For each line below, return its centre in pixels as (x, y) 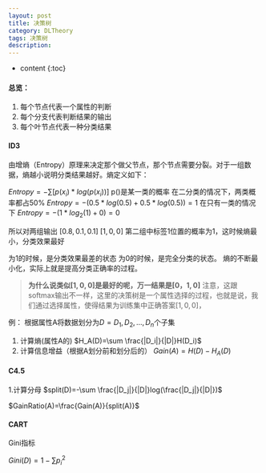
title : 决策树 (30, 23)
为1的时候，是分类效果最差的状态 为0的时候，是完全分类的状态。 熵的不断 (130, 259)
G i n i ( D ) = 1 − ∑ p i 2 (37, 460)
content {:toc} (43, 68)
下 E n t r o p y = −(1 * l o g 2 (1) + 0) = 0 (64, 214)
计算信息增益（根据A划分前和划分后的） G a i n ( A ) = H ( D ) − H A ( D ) (125, 351)
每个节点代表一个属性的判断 (66, 107)
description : (30, 46)
